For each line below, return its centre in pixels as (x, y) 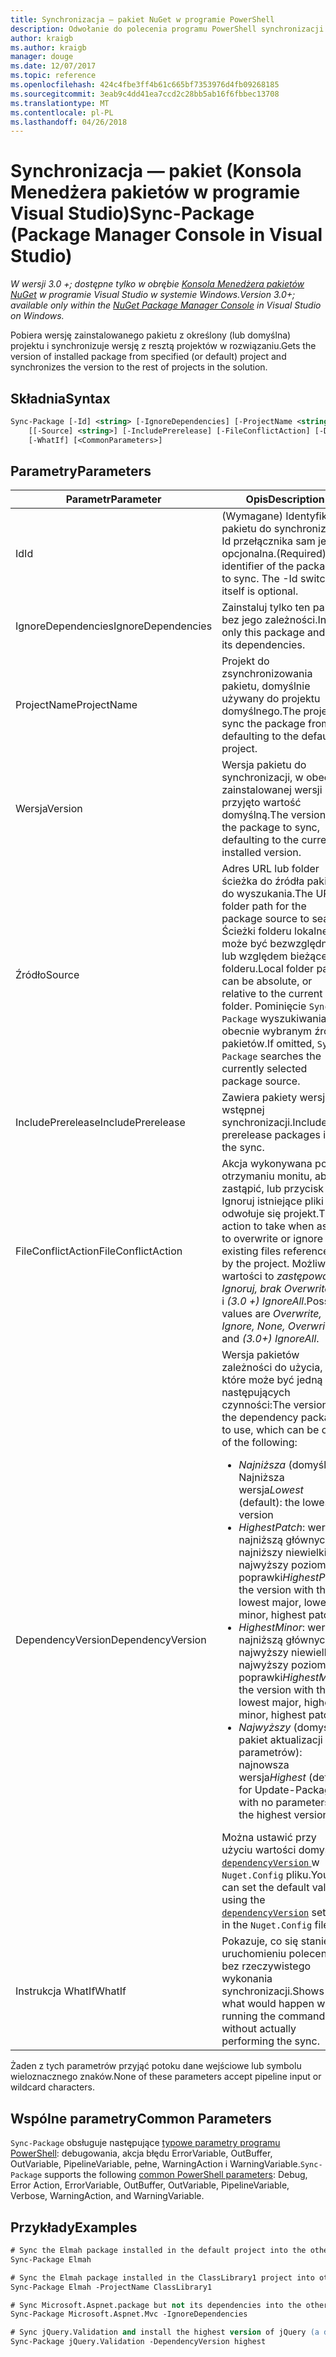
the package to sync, (271, 828)
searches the (290, 1056)
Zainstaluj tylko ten (266, 608)
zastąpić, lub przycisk (273, 1189)
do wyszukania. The (267, 894)
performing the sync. (270, 2041)
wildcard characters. (52, 2087)
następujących (256, 1393)
